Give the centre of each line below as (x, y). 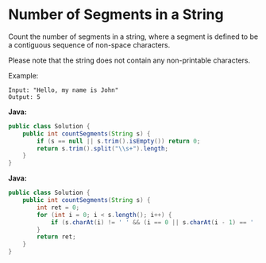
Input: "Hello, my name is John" (64, 90)
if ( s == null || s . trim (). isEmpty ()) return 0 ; (119, 141)
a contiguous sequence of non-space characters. (89, 44)
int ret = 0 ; (58, 208)
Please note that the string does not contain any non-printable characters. (129, 60)
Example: (23, 75)
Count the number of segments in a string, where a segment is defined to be (133, 36)
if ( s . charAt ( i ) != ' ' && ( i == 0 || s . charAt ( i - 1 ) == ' (152, 222)
